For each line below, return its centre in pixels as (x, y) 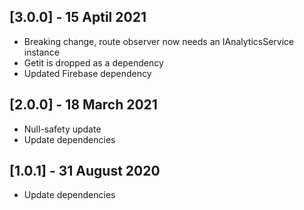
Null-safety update (62, 129)
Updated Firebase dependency (87, 73)
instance (41, 52)
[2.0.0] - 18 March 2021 (83, 105)
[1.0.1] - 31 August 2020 (85, 171)
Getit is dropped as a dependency (93, 62)
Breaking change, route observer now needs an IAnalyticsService (159, 41)
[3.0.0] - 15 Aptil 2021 (78, 17)
